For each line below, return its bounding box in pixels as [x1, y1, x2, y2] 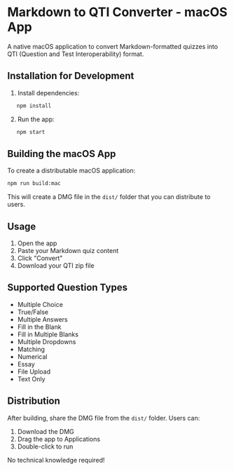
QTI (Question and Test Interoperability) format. [7, 50, 144, 58]
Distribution [7, 395, 61, 407]
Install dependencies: [17, 88, 80, 97]
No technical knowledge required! [7, 456, 105, 464]
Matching [17, 345, 46, 353]
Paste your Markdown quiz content [17, 247, 119, 254]
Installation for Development [7, 70, 135, 82]
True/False [17, 308, 49, 316]
